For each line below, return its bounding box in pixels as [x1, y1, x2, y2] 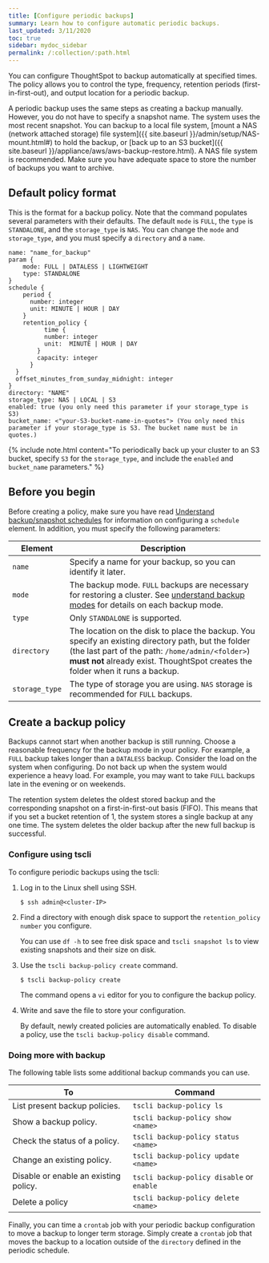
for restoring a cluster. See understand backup [69, 589, 246, 600]
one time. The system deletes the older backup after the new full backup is [8, 821, 255, 830]
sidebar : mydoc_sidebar [8, 42, 88, 50]
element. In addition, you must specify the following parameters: [8, 523, 221, 533]
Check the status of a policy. [12, 1136, 120, 1147]
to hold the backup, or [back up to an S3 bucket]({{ [54, 138, 223, 147]
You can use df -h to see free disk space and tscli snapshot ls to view [19, 936, 259, 946]
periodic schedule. [8, 1245, 70, 1255]
